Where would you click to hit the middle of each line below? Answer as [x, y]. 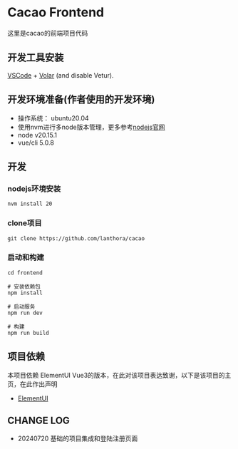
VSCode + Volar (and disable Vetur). [61, 75]
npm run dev [25, 313]
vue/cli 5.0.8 [36, 143]
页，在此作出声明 [32, 384]
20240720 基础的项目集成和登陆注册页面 [78, 438]
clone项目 [25, 223]
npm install [25, 293]
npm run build [29, 333]
